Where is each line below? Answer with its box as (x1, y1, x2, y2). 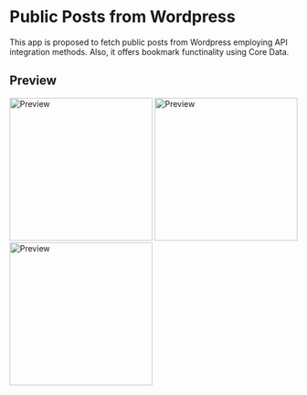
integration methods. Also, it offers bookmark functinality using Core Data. (9, 46, 290, 57)
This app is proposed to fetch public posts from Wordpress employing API (9, 37, 288, 48)
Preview (9, 73, 58, 89)
